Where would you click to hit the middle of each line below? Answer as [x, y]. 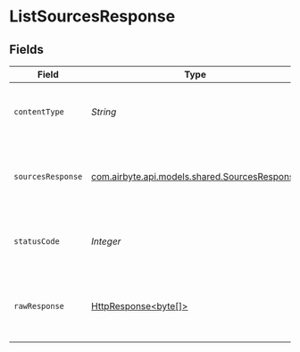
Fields [27, 50]
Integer [106, 241]
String [104, 112]
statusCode [37, 242]
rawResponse [39, 306]
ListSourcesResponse [92, 17]
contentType [39, 112]
